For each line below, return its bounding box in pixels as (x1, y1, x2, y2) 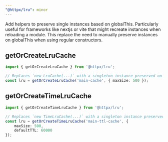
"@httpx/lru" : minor (5, 7, 48, 12)
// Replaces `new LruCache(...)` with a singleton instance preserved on (5, 73, 162, 79)
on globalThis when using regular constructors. (5, 37, 103, 43)
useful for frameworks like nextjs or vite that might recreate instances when (5, 26, 161, 32)
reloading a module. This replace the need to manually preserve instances (5, 31, 158, 37)
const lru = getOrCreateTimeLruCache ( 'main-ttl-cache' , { (5, 119, 128, 124)
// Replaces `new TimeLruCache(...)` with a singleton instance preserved (5, 114, 164, 119)
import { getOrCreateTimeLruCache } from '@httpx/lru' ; (5, 105, 124, 110)
